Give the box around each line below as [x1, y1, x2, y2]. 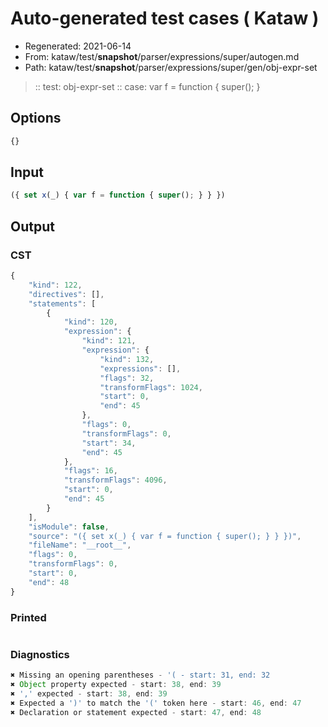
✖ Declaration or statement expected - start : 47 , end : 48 [10, 707, 262, 717]
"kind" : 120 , [63, 317, 118, 327]
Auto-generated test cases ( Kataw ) [10, 7, 320, 30]
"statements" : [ [28, 298, 97, 309]
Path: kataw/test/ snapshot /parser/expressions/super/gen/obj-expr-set [24, 61, 318, 73]
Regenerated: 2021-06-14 [24, 40, 132, 52]
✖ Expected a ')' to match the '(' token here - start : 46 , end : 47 [10, 698, 302, 708]
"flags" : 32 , [99, 373, 155, 383]
